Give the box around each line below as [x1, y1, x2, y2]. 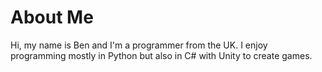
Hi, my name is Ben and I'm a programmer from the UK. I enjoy [10, 39, 268, 51]
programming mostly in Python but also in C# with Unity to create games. [10, 49, 313, 61]
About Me [10, 6, 94, 29]
